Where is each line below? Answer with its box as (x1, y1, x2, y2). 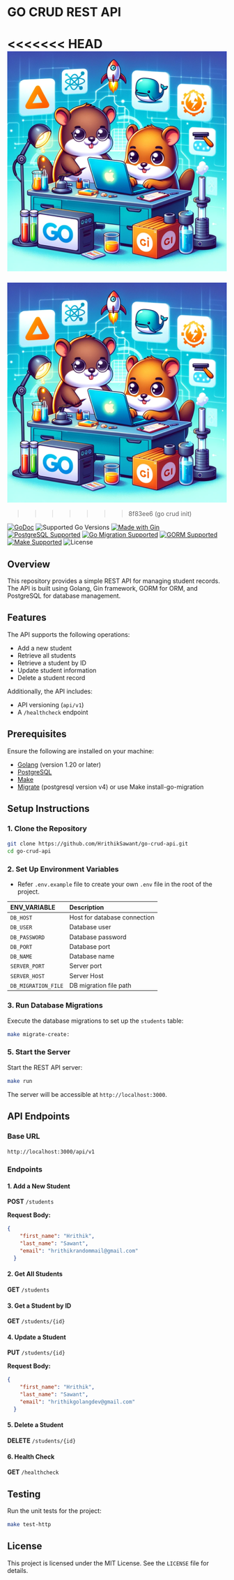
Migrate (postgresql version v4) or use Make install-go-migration (17, 783, 204, 791)
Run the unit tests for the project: (7, 1507, 102, 1515)
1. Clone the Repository (7, 823, 87, 833)
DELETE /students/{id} (7, 1436, 77, 1445)
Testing (7, 1488, 41, 1500)
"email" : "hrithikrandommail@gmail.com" (19, 1248, 139, 1255)
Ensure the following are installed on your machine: (7, 746, 155, 755)
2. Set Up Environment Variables (7, 864, 119, 873)
